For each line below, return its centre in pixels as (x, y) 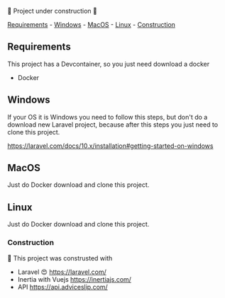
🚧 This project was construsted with (60, 258)
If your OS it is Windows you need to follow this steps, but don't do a (108, 117)
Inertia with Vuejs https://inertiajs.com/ (74, 279)
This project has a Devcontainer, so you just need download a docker (109, 64)
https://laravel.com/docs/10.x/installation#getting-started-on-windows (110, 146)
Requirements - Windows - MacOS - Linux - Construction (92, 24)
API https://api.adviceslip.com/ (62, 287)
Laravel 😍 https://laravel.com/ (62, 272)
